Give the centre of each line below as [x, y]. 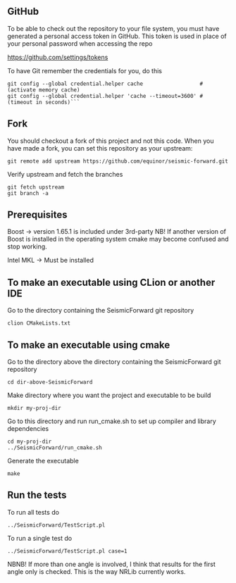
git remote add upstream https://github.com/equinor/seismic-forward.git [118, 161]
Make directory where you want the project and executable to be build [109, 395]
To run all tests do [33, 512]
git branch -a [28, 193]
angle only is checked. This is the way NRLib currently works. [97, 571]
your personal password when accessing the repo [80, 43]
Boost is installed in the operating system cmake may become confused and [118, 239]
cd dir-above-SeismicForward [50, 382]
